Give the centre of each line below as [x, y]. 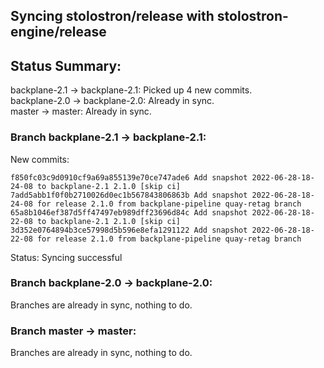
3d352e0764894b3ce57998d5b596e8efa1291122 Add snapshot [129, 230]
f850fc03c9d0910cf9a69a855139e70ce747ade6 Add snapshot [129, 177]
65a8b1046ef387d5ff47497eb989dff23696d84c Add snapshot [129, 212]
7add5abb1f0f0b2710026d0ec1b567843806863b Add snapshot [129, 195]
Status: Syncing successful [66, 257]
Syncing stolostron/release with [112, 16]
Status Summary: [66, 65]
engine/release [58, 32]
